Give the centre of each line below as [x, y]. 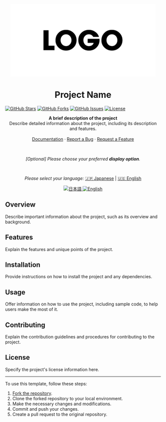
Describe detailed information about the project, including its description [83, 123]
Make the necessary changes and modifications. [62, 404]
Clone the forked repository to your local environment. [67, 398]
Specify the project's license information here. [52, 369]
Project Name [83, 95]
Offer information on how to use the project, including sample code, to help [82, 304]
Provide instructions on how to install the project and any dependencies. [79, 277]
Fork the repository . [32, 393]
